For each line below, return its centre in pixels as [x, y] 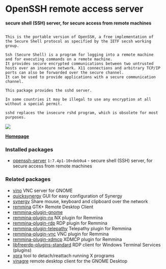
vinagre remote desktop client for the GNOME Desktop [70, 261]
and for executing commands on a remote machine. [59, 59]
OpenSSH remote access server [74, 9]
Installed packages [29, 150]
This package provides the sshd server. [49, 90]
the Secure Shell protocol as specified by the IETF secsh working [78, 41]
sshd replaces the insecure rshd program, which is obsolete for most [82, 113]
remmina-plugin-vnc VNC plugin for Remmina [61, 234]
